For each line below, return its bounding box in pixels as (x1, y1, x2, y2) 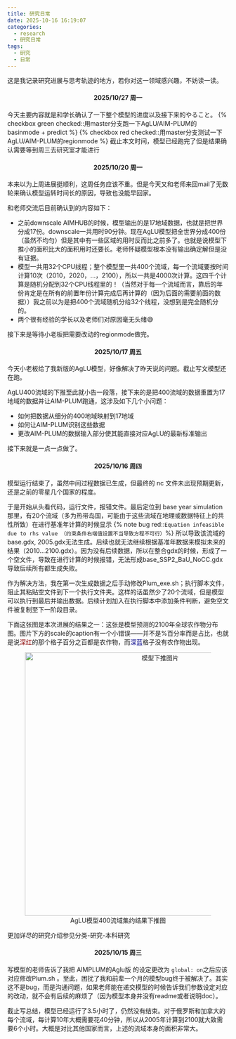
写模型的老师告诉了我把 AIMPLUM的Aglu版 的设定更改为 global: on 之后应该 (7, 965, 228, 974)
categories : (7, 23, 42, 30)
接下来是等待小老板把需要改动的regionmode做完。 (7, 330, 153, 339)
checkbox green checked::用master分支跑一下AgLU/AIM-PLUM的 (7, 119, 197, 127)
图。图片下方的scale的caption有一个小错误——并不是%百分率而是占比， (7, 629, 216, 637)
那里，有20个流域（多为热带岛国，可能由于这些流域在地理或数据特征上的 (7, 511, 218, 520)
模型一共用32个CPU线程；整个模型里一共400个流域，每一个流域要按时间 (17, 263, 229, 271)
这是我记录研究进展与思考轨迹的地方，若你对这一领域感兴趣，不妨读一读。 (7, 76, 223, 84)
